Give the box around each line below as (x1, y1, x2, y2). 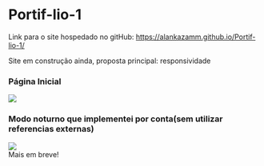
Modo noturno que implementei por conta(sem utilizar (8, 113, 223, 125)
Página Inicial (8, 76, 62, 87)
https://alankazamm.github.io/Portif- (135, 32, 256, 41)
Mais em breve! (8, 149, 59, 159)
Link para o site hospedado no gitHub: (8, 32, 134, 41)
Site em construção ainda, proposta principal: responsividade (8, 56, 211, 65)
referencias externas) (8, 124, 94, 135)
